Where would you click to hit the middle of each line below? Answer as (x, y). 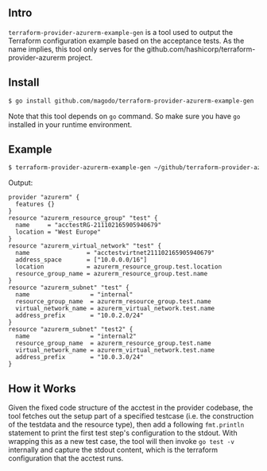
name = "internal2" (76, 337)
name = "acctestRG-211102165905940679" (88, 226)
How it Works (42, 388)
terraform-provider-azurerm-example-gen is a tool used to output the (120, 32)
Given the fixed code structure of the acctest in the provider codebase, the (131, 407)
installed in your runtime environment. (70, 124)
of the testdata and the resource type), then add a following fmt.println (126, 425)
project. (80, 57)
